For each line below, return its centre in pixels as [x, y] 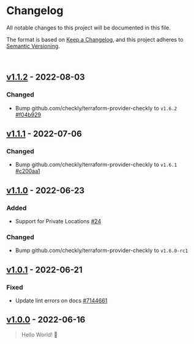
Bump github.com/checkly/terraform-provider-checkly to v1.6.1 [96, 165]
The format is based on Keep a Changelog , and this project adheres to [95, 39]
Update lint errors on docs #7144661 [61, 300]
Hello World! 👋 [39, 334]
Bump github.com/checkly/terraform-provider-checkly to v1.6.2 [96, 108]
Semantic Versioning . [33, 46]
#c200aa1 [28, 171]
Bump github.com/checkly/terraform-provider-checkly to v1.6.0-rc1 [102, 250]
